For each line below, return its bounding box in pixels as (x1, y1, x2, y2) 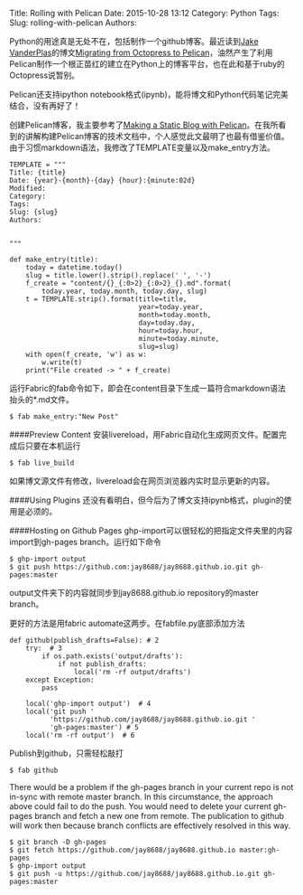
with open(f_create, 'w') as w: (25, 350, 147, 359)
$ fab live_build (9, 458, 75, 467)
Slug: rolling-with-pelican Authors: (9, 17, 137, 28)
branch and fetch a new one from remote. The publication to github (34, 811, 285, 821)
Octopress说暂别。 (9, 70, 80, 80)
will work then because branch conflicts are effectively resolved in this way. (9, 820, 291, 831)
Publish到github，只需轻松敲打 (9, 748, 124, 758)
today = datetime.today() (25, 263, 124, 272)
